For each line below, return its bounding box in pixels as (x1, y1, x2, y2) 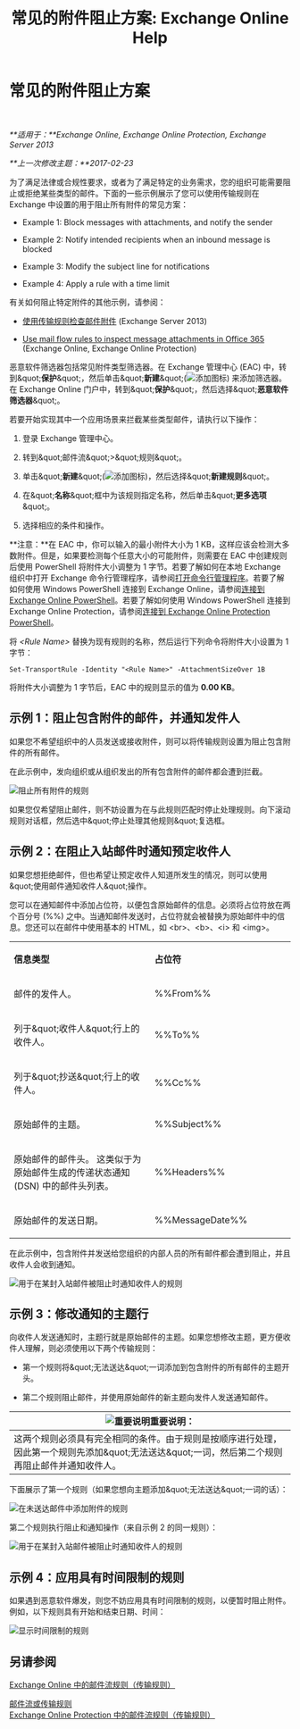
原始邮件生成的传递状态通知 (13, 1166, 131, 1179)
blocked (21, 243, 53, 255)
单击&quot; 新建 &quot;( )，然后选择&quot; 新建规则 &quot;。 (21, 471, 275, 481)
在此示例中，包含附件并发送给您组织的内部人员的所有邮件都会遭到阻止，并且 (9, 1248, 291, 1258)
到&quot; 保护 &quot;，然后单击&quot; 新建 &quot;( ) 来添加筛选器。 (9, 372, 287, 383)
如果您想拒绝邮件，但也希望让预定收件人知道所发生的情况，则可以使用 (9, 869, 268, 880)
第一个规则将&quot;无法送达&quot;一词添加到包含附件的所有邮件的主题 (21, 1362, 282, 1373)
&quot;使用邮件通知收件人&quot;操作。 (9, 881, 152, 891)
